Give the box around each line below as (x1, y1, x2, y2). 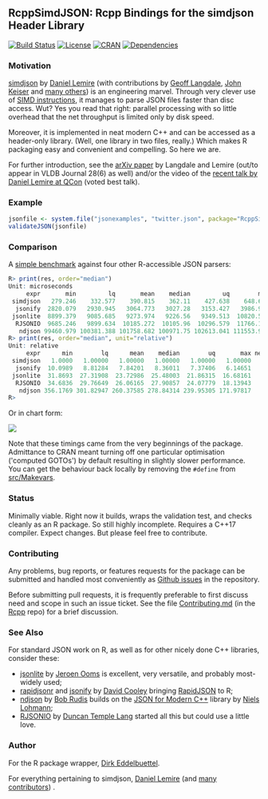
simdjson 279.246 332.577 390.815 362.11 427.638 (11, 297, 230, 306)
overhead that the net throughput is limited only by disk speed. (8, 112, 215, 122)
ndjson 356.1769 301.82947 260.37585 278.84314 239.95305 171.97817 (18, 387, 251, 395)
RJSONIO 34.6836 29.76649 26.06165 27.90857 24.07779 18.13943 (15, 379, 251, 387)
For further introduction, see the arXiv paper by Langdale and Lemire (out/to (8, 160, 258, 170)
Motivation (8, 60, 52, 71)
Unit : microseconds (8, 283, 73, 291)
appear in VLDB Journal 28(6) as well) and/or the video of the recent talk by (8, 169, 258, 178)
